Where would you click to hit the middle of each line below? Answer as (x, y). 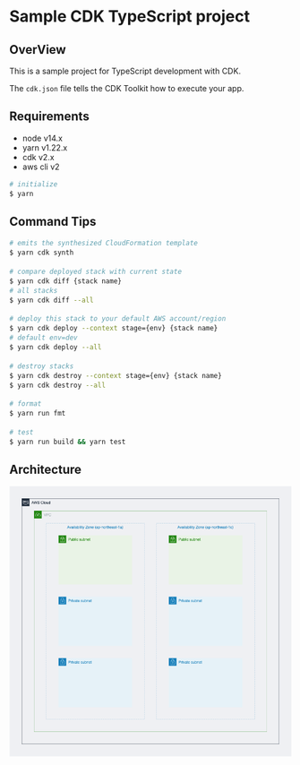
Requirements (49, 117)
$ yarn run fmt (38, 414)
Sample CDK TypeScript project (130, 17)
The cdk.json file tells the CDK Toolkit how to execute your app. (127, 88)
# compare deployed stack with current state (95, 271)
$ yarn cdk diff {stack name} (66, 281)
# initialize (34, 184)
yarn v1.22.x (45, 147)
